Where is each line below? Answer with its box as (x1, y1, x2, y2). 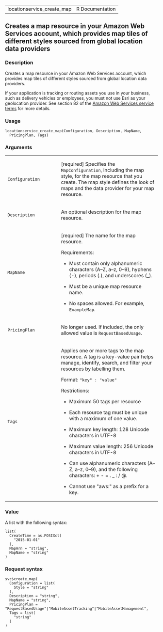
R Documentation (76, 6, 116, 12)
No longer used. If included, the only (61, 324, 144, 331)
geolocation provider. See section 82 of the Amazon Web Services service (5, 100, 154, 106)
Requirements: (61, 249, 94, 256)
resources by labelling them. (61, 365, 126, 372)
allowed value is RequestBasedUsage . (61, 330, 142, 336)
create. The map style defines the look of (61, 179, 155, 186)
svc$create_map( (5, 576, 38, 581)
